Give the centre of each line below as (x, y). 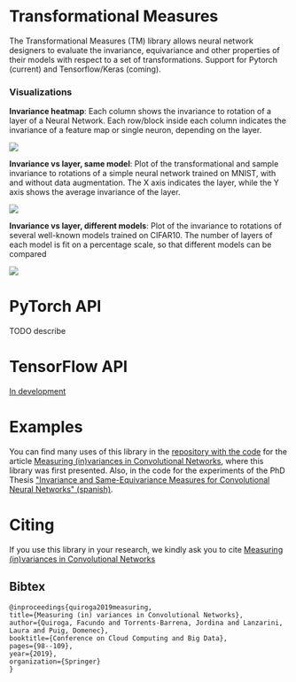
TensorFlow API (69, 367)
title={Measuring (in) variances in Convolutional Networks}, (126, 615)
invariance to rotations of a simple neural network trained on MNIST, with (143, 174)
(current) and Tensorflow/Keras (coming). (85, 69)
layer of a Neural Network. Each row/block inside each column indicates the (148, 120)
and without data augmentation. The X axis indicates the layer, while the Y (144, 182)
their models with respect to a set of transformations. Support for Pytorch (143, 59)
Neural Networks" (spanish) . (61, 490)
